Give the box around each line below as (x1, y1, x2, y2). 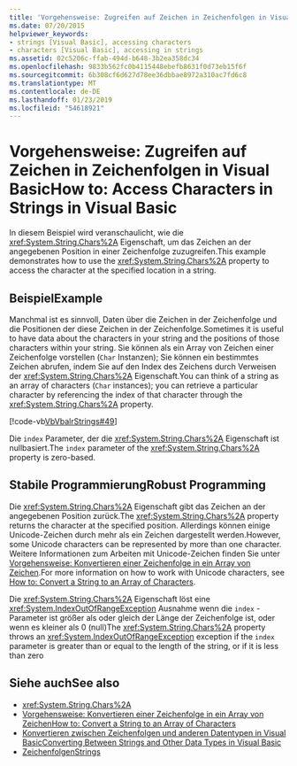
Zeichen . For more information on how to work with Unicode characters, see (9, 567, 286, 577)
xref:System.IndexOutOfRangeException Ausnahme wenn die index (9, 603, 255, 614)
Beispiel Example (9, 290, 103, 306)
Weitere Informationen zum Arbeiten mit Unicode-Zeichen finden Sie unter (9, 548, 281, 559)
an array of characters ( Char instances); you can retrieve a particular (9, 380, 258, 391)
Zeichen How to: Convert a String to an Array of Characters (21, 718, 237, 729)
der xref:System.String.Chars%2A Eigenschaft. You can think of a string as (9, 371, 279, 381)
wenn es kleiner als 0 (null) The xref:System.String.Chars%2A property (9, 622, 266, 632)
